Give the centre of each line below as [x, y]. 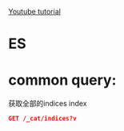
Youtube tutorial [35, 12]
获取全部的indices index [48, 104]
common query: [62, 80]
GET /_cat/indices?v [43, 119]
